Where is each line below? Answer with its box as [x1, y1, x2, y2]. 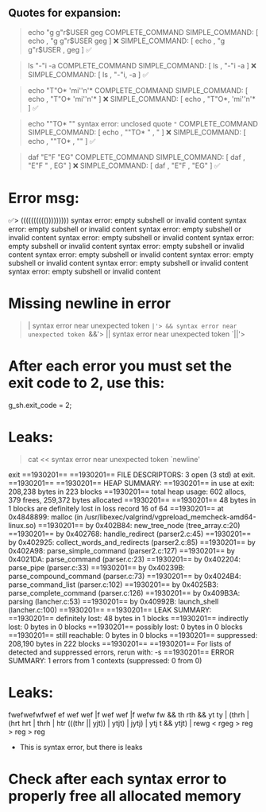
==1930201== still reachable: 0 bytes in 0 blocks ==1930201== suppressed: [8, 630, 258, 639]
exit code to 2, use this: [8, 374, 165, 392]
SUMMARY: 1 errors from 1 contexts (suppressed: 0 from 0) [8, 655, 202, 665]
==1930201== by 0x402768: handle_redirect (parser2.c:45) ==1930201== [8, 529, 252, 538]
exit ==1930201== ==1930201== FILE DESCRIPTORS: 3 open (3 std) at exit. [8, 469, 256, 480]
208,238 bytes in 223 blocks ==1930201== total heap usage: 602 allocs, [8, 487, 246, 496]
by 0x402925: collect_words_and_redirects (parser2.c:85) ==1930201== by [8, 537, 256, 547]
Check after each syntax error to [8, 770, 227, 788]
